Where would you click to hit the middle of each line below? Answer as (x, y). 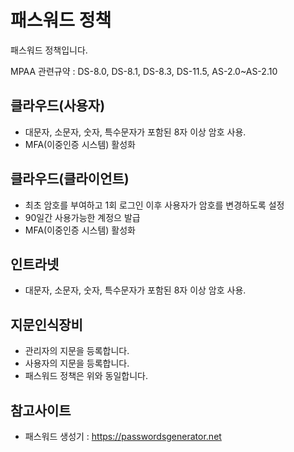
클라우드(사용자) (58, 106)
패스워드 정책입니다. (49, 50)
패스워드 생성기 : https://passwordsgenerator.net (123, 436)
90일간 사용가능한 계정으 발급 (82, 217)
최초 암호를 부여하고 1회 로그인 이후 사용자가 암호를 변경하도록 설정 (154, 205)
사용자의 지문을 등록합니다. (77, 363)
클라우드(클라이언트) (70, 179)
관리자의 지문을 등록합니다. (77, 351)
